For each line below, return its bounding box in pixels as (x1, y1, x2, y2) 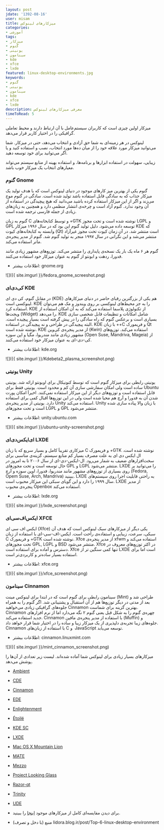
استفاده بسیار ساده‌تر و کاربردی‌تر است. (5, 552, 78, 558)
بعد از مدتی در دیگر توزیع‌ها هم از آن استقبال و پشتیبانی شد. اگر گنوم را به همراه (5, 599, 150, 605)
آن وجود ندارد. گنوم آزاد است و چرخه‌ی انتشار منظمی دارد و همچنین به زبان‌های (5, 203, 149, 209)
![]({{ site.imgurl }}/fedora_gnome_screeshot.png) (5, 272, 105, 278)
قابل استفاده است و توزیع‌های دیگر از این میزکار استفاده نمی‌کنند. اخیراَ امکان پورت (5, 389, 155, 395)
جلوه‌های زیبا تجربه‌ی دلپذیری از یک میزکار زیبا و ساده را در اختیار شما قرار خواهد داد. (5, 620, 158, 626)
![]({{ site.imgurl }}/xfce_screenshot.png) (5, 570, 88, 576)
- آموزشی (5, 30, 23, 35)
